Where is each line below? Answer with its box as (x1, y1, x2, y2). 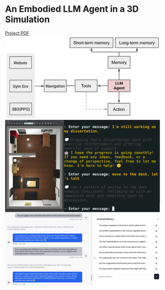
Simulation (5, 14, 50, 25)
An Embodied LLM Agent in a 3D (5, 3, 139, 15)
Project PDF (5, 30, 29, 36)
